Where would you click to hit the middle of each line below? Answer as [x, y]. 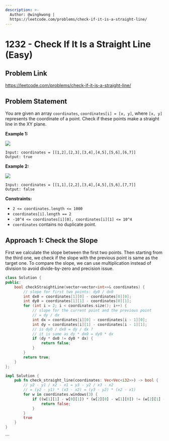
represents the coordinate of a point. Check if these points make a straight [82, 119]
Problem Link [26, 73]
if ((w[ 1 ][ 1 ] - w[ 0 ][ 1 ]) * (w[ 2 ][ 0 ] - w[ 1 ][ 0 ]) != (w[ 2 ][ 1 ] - [99, 399]
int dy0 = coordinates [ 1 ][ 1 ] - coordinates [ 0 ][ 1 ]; [77, 301]
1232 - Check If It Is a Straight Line [78, 44]
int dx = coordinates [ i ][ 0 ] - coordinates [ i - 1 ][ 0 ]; [90, 320]
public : [13, 282]
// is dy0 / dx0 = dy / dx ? [63, 329]
